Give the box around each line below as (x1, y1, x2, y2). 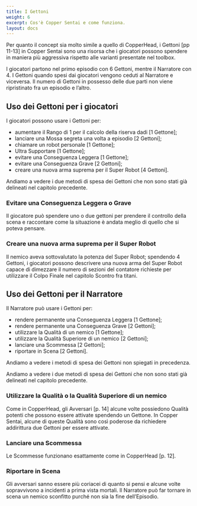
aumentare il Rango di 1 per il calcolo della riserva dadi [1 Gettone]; (14, 128, 177, 136)
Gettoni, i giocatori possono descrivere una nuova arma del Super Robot (6, 259, 182, 266)
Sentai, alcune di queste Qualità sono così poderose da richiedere (6, 418, 167, 425)
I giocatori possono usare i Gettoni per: (6, 117, 102, 124)
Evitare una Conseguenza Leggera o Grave (6, 199, 132, 207)
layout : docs (6, 25, 38, 31)
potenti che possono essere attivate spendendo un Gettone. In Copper (6, 411, 179, 418)
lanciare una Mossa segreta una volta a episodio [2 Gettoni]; (14, 135, 162, 142)
